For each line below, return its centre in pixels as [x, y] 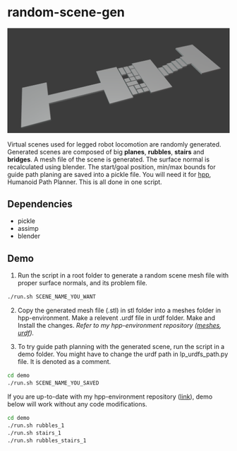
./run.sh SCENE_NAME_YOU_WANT [52, 297]
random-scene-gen [66, 12]
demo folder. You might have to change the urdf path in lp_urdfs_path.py [123, 354]
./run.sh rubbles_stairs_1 [47, 440]
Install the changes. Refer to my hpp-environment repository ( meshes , [120, 326]
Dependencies [40, 204]
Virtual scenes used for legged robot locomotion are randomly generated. [114, 144]
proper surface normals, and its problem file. [83, 283]
